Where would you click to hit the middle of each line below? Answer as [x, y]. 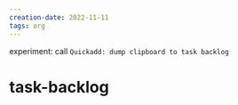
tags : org [28, 26]
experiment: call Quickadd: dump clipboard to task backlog [119, 51]
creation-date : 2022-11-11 [59, 17]
